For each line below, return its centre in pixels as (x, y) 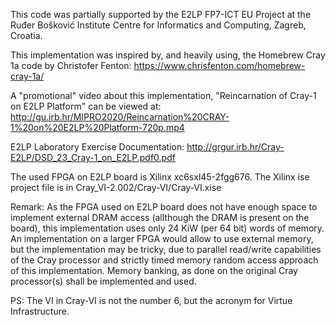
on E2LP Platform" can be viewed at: (86, 106)
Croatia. (26, 35)
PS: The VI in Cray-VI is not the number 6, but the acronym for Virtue (151, 300)
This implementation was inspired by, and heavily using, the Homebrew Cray (168, 55)
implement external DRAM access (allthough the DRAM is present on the (160, 217)
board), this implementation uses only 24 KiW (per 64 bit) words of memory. (167, 228)
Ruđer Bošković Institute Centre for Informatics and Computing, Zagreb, (158, 25)
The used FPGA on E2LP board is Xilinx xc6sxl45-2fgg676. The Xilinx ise (160, 177)
